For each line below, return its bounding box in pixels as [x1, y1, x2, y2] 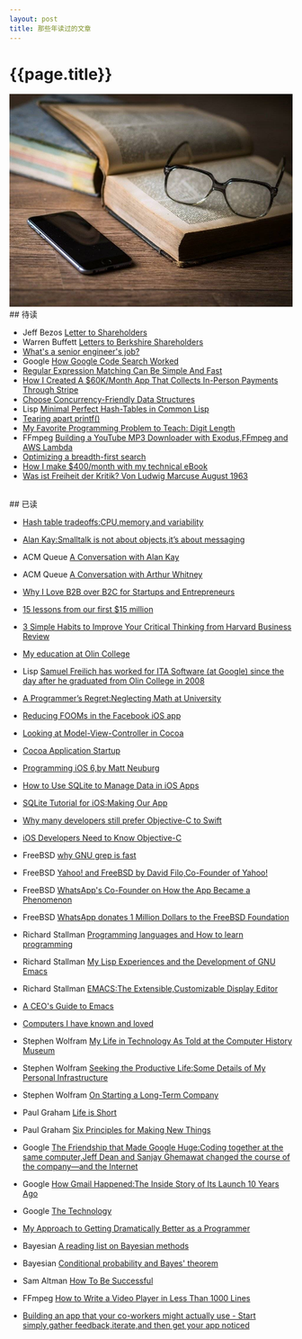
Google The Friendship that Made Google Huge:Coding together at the [22, 1142, 284, 1153]
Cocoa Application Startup [22, 746, 121, 756]
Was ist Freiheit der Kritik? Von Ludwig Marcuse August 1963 [22, 471, 249, 482]
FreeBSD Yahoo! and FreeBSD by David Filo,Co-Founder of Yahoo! [22, 867, 268, 878]
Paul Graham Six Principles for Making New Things [22, 1125, 211, 1135]
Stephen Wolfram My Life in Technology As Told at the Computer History [22, 1036, 293, 1046]
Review [22, 631, 50, 642]
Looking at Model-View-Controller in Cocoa [22, 728, 184, 738]
